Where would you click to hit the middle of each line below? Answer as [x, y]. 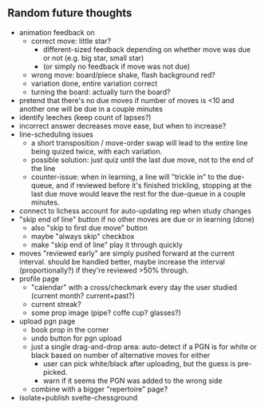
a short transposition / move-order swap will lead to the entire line [139, 142]
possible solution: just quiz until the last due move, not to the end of [142, 160]
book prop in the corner [70, 329]
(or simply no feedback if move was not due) [117, 66]
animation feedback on [57, 32]
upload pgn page [47, 321]
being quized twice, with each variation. [97, 151]
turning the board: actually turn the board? [101, 92]
